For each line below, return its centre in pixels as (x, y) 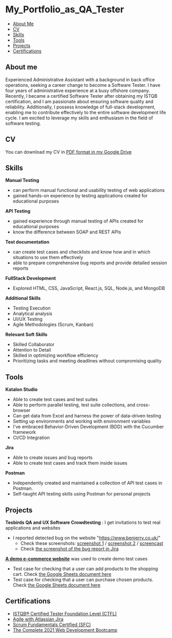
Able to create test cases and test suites (55, 399)
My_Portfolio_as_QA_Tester (65, 10)
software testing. (23, 123)
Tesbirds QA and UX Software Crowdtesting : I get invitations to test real (83, 522)
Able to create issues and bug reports (53, 458)
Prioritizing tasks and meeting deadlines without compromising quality (87, 361)
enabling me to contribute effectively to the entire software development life (86, 112)
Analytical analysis (32, 314)
